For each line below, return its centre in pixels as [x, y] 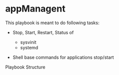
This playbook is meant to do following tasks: [52, 23]
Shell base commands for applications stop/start [63, 57]
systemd [29, 47]
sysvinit [28, 42]
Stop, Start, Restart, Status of [43, 32]
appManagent [35, 9]
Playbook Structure [25, 67]
